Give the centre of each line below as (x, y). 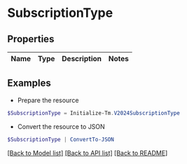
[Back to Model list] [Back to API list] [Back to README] (88, 153)
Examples (29, 83)
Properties (31, 39)
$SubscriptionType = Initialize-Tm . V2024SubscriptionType (93, 113)
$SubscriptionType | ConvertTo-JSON (61, 139)
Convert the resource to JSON (61, 126)
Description (82, 59)
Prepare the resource (48, 100)
